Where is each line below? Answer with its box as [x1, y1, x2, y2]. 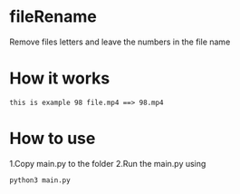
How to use [9, 129, 96, 149]
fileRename [9, 6, 97, 27]
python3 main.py [9, 175, 71, 185]
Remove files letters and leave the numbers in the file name [9, 36, 231, 47]
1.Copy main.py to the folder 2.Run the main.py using [9, 158, 206, 169]
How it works [9, 68, 110, 89]
